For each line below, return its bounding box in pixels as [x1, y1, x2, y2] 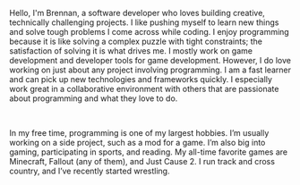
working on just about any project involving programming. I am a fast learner [9, 64, 292, 75]
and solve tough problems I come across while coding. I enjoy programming [9, 27, 289, 37]
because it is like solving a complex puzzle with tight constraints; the [9, 36, 262, 46]
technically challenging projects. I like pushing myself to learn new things [9, 17, 279, 28]
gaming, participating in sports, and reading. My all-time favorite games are [9, 147, 288, 157]
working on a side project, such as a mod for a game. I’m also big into [9, 138, 266, 147]
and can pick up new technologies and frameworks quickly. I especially [9, 74, 273, 84]
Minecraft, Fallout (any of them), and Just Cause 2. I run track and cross [9, 156, 276, 166]
